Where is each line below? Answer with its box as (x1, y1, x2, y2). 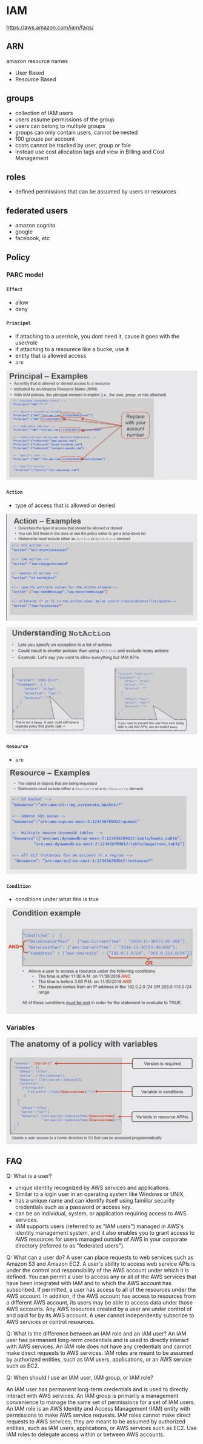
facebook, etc (15, 235, 50, 242)
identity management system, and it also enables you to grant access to (15, 1229, 195, 1236)
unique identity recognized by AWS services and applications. (15, 1184, 170, 1191)
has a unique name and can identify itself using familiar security (15, 1197, 175, 1204)
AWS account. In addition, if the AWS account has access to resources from (6, 1292, 196, 1300)
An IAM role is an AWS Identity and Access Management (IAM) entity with (6, 1405, 191, 1412)
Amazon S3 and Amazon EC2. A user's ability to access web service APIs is (6, 1260, 196, 1268)
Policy (6, 252, 30, 263)
